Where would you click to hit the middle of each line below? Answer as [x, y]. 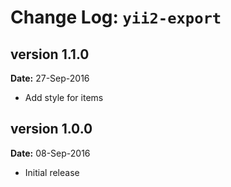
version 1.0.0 [51, 129]
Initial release [52, 172]
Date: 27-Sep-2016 [50, 78]
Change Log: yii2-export [116, 17]
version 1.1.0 [50, 54]
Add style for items [64, 97]
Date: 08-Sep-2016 [50, 153]
